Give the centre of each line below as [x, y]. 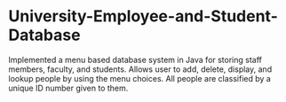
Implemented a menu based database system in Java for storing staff [135, 59]
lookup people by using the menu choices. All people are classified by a [140, 78]
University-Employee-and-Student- [143, 16]
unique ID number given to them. [68, 88]
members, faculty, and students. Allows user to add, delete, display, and [140, 69]
